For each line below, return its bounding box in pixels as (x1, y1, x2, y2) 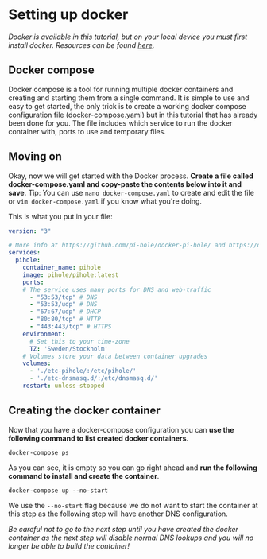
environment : (22, 330, 66, 338)
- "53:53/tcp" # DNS (29, 293, 98, 301)
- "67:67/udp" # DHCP (29, 308, 102, 316)
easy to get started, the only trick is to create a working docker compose (8, 101, 246, 111)
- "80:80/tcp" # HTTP (29, 316, 102, 324)
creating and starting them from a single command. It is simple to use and (8, 93, 250, 103)
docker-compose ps (8, 448, 69, 456)
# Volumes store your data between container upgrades (22, 352, 208, 360)
